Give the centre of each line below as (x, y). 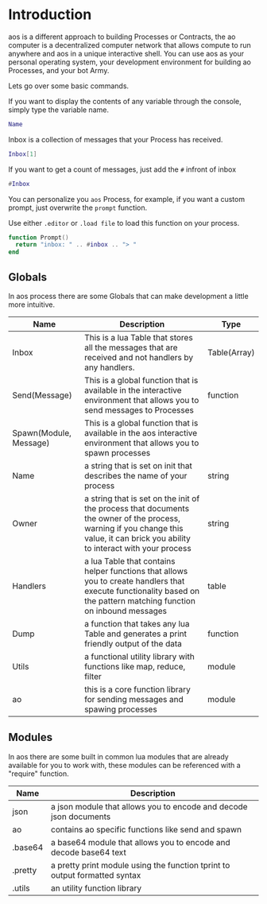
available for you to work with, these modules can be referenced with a (124, 765)
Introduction (50, 15)
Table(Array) (231, 353)
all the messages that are (131, 347)
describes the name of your (136, 476)
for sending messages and (134, 699)
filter (93, 676)
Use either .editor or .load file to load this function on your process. (124, 223)
